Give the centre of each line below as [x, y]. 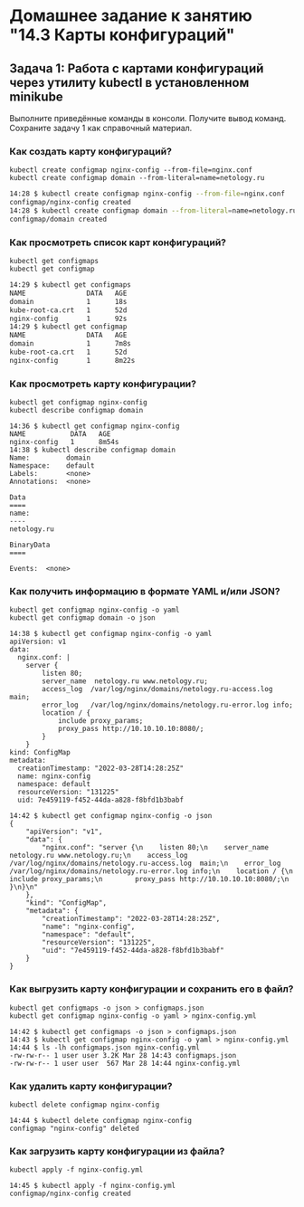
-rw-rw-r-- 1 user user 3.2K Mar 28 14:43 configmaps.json [123, 1055]
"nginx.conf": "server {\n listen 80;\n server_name [156, 848]
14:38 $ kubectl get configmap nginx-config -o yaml [111, 634]
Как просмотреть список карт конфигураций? [118, 242]
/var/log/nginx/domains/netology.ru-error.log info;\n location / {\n [152, 871]
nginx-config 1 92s [68, 318]
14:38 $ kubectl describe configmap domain [93, 450]
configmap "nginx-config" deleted [75, 1129]
